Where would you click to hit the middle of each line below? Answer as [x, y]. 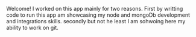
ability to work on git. [32, 27]
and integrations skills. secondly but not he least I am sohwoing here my [96, 21]
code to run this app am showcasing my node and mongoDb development [98, 15]
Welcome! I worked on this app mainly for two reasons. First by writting [95, 9]
